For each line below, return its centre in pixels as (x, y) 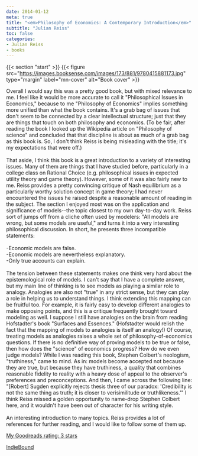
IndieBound (20, 447)
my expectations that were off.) (44, 147)
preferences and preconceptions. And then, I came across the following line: (99, 380)
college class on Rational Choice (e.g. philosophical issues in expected (92, 173)
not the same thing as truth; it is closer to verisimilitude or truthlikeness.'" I (96, 392)
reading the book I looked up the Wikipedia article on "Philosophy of (89, 128)
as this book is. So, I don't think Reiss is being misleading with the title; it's (97, 141)
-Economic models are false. (41, 248)
